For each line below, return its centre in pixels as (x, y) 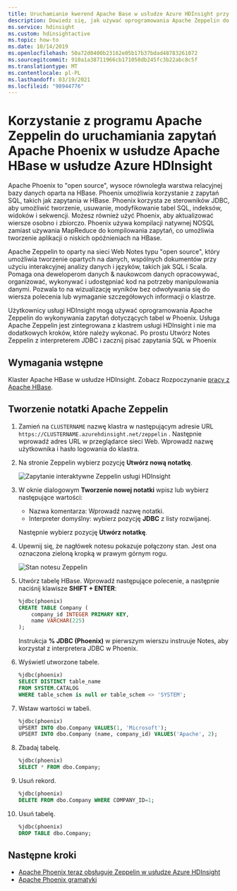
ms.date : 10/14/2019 (38, 47)
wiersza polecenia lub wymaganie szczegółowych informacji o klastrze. (112, 297)
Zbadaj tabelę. (39, 748)
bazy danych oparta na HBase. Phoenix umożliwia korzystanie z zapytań (114, 193)
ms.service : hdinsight (41, 27)
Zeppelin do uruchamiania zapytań (113, 136)
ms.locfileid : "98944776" (46, 86)
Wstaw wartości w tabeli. (55, 708)
